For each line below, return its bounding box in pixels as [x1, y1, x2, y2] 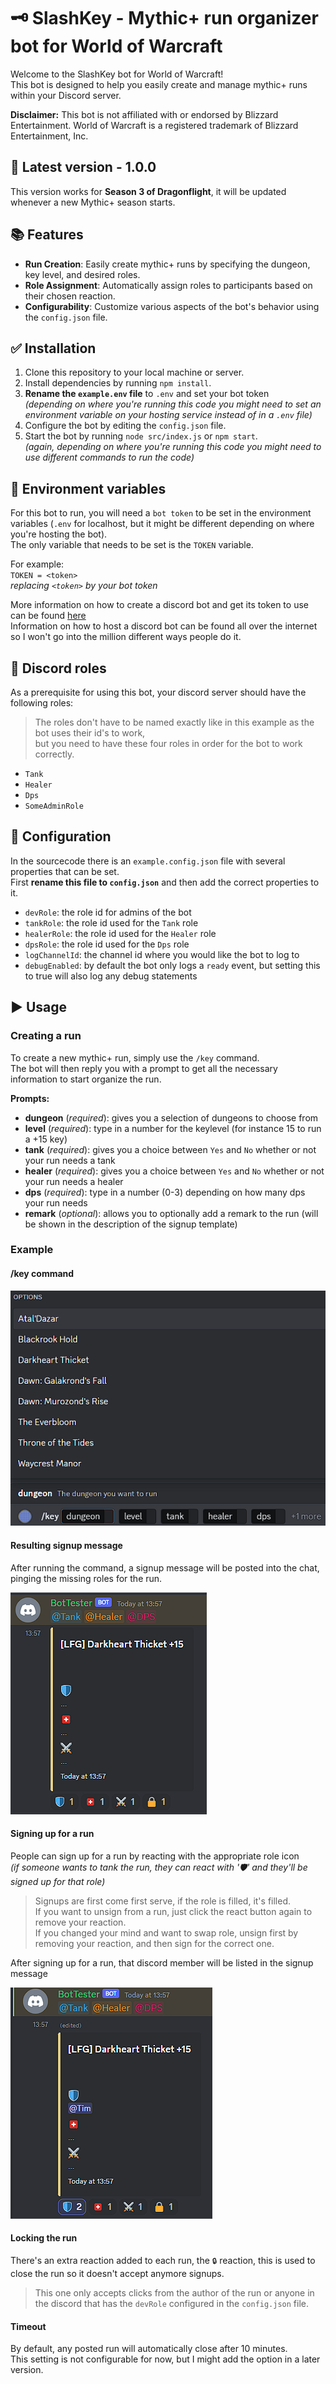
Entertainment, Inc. [10, 130, 89, 142]
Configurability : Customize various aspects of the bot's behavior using [24, 300, 320, 312]
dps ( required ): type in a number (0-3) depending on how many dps [24, 1186, 306, 1198]
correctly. [34, 748, 75, 760]
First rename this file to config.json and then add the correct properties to [10, 876, 320, 888]
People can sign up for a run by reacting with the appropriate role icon [10, 1850, 300, 1862]
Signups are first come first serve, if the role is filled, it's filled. [34, 1895, 292, 1907]
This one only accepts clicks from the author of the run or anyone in [34, 2287, 315, 2299]
